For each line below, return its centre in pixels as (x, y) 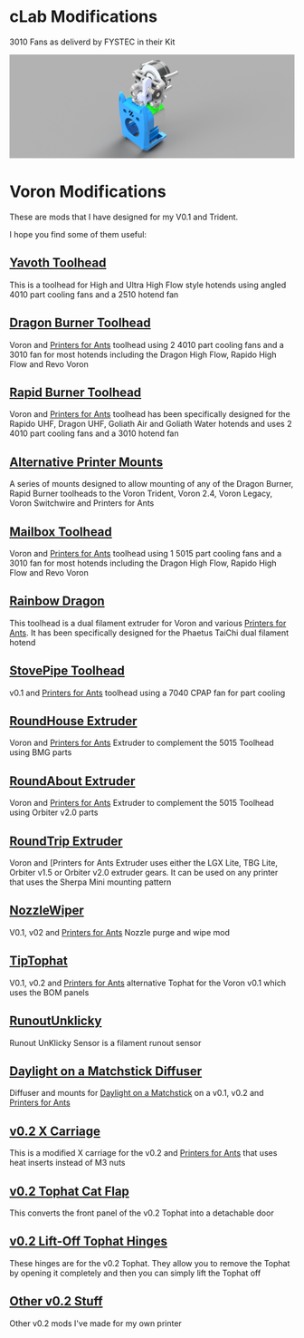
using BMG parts (41, 752)
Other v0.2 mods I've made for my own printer (96, 1323)
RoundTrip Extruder (66, 841)
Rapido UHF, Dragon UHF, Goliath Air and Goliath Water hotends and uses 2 (151, 424)
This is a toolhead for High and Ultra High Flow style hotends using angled (148, 285)
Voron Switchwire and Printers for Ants (82, 503)
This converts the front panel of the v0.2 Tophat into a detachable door (142, 1213)
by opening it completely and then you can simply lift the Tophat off (135, 1273)
